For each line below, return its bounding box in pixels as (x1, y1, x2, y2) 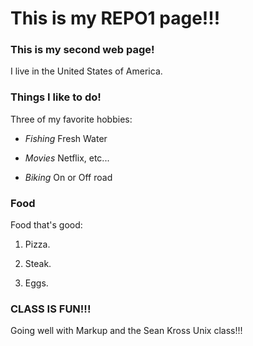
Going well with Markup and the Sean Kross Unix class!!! (10, 325, 243, 337)
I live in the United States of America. (10, 65, 163, 77)
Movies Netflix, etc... (24, 152, 110, 164)
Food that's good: (10, 219, 83, 231)
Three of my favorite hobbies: (10, 113, 133, 125)
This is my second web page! (10, 43, 155, 57)
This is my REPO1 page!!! (10, 7, 221, 30)
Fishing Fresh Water (24, 132, 108, 144)
